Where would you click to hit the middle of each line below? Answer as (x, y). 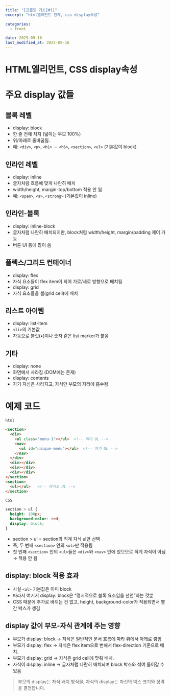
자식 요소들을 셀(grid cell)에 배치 (45, 293)
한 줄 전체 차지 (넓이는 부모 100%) (47, 134)
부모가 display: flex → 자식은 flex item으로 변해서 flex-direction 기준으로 (86, 645)
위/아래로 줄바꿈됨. (31, 141)
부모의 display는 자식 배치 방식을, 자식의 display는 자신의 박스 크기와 (87, 682)
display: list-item (30, 323)
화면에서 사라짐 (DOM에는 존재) (44, 372)
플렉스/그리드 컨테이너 (38, 263)
